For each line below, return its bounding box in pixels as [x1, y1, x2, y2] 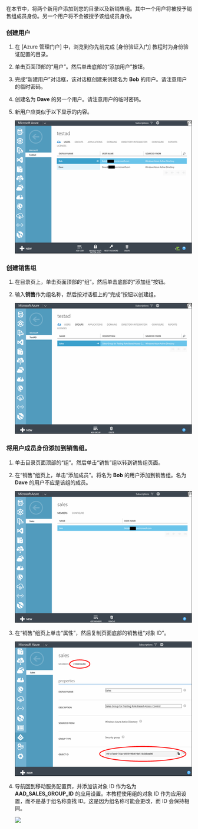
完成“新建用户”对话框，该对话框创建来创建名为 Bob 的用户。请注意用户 [14, 76, 187, 83]
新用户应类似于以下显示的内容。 [14, 108, 93, 115]
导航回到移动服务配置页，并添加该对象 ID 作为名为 [14, 783, 137, 790]
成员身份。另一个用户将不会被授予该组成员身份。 [16, 12, 136, 20]
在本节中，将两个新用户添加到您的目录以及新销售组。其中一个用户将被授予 [6, 5, 187, 12]
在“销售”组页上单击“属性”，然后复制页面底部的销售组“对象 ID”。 [14, 629, 170, 637]
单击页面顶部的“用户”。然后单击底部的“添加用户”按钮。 [14, 63, 148, 70]
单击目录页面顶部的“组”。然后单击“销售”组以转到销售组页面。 [14, 459, 164, 466]
